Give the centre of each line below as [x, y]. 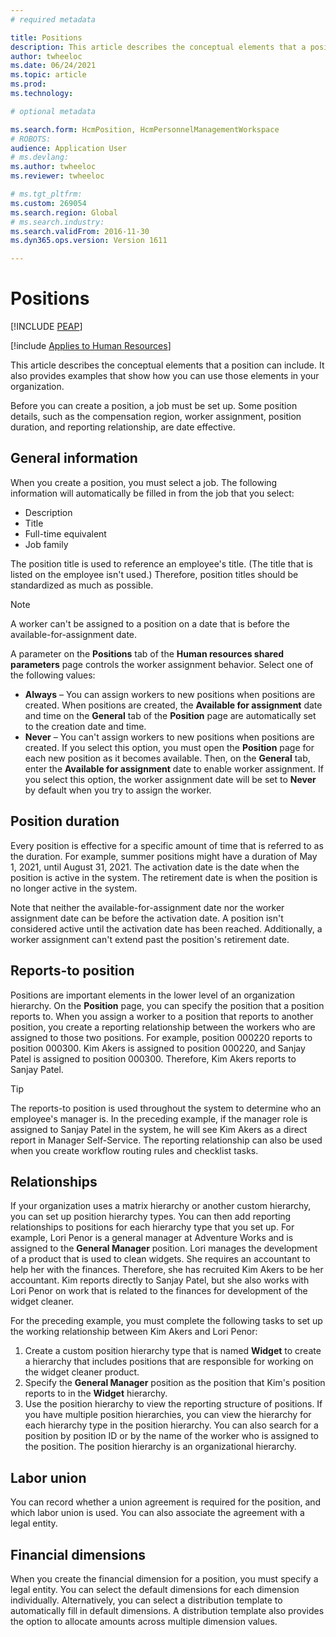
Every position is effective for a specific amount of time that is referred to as [167, 845]
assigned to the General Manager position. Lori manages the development [164, 1248]
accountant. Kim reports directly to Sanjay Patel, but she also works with [160, 1280]
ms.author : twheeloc [53, 167]
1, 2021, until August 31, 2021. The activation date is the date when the [155, 867]
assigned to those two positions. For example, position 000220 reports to [161, 1037]
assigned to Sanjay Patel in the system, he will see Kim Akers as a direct [159, 1129]
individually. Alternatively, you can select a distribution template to [146, 1600]
